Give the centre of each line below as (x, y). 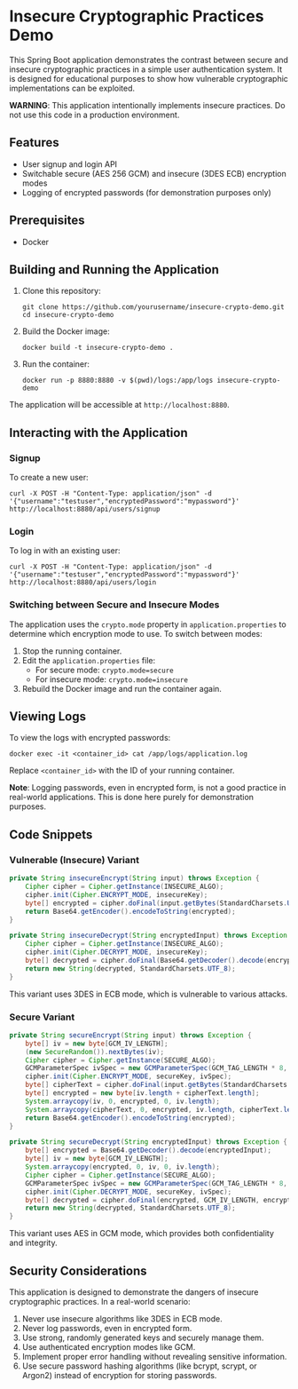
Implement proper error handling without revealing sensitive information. (154, 1357)
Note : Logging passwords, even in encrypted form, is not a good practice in (148, 788)
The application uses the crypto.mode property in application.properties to (148, 624)
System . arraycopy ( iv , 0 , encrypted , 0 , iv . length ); (122, 1101)
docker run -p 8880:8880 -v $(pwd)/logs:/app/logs (118, 381)
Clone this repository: (61, 291)
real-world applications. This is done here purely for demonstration (132, 798)
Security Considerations (78, 1270)
